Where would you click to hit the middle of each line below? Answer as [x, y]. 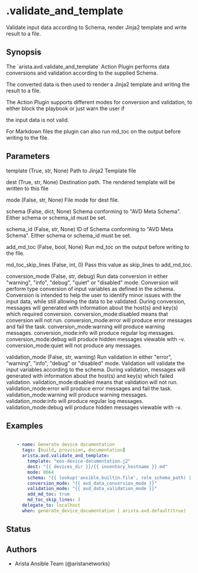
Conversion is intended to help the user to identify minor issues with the [94, 295]
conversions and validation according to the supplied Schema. [82, 73]
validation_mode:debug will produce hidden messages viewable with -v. [94, 407]
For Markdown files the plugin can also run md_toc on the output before [94, 131]
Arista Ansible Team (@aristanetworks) [62, 564]
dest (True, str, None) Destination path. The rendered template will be [91, 182]
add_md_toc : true [48, 494]
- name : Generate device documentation [66, 445]
